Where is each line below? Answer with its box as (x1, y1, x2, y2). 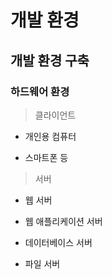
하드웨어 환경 (10, 84, 70, 98)
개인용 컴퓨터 (24, 130, 77, 142)
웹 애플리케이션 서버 (24, 215, 103, 227)
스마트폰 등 (24, 151, 69, 163)
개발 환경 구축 (10, 52, 90, 69)
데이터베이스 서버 (24, 236, 93, 248)
